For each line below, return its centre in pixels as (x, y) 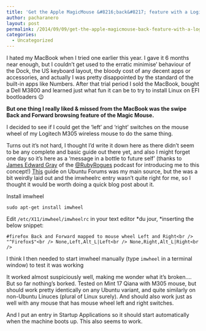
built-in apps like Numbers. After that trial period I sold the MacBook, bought (103, 84)
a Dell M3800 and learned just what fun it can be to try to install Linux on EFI (103, 90)
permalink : (20, 29)
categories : (21, 35)
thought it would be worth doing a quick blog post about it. (80, 184)
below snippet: (25, 225)
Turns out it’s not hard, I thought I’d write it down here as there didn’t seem (100, 145)
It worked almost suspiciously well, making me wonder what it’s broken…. (99, 277)
